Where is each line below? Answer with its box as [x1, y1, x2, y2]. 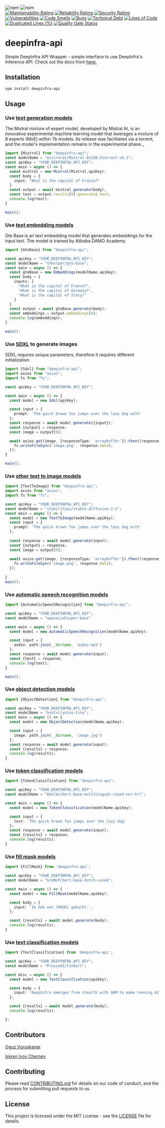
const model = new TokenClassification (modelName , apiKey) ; [9, 805, 133, 810]
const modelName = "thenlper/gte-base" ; [5, 261, 89, 266]
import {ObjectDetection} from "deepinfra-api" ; [5, 697, 107, 702]
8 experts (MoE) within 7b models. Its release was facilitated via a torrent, [5, 136, 154, 142]
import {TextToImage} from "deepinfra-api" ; [5, 484, 98, 489]
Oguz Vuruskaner [5, 1044, 41, 1049]
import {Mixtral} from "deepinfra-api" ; [5, 151, 89, 156]
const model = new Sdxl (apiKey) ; [9, 398, 78, 403]
